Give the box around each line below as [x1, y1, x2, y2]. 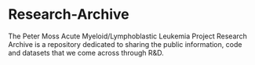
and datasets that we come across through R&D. [8, 48, 165, 57]
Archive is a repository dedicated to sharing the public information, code [8, 39, 242, 49]
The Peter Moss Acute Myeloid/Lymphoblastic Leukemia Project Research [8, 31, 247, 41]
